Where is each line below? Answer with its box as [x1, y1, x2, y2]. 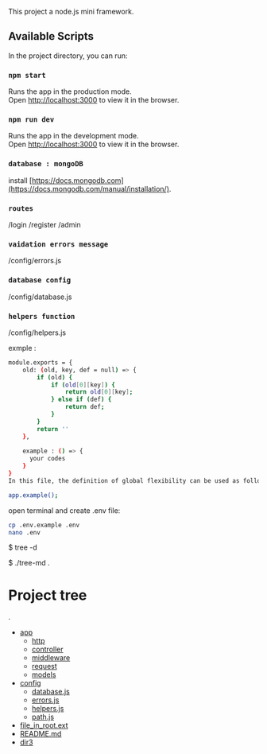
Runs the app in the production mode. [8, 87, 133, 96]
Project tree [8, 586, 87, 604]
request [31, 662, 57, 671]
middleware [31, 653, 71, 663]
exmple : [8, 343, 37, 352]
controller [31, 644, 64, 655]
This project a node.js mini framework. [8, 7, 134, 16]
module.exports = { [8, 358, 73, 367]
